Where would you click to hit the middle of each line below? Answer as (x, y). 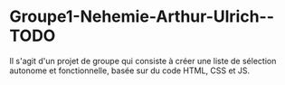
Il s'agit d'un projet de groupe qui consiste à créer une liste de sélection (143, 61)
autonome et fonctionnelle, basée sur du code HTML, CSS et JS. (130, 71)
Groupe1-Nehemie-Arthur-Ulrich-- (142, 17)
